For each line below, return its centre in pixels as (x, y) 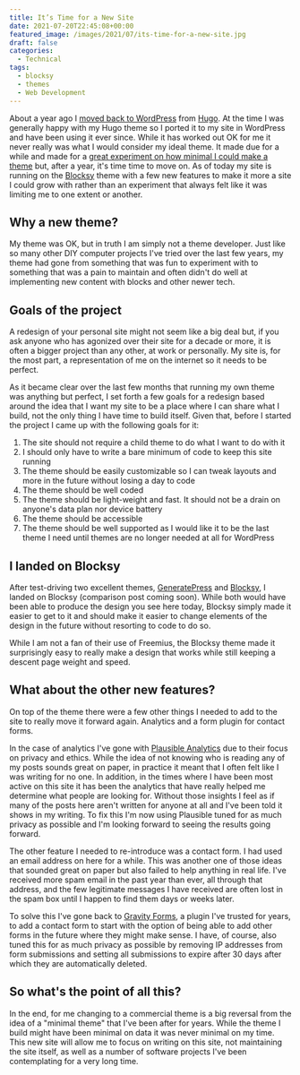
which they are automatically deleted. (78, 963)
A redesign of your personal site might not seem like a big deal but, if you (144, 331)
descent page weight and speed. (70, 662)
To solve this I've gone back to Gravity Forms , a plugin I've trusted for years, (150, 916)
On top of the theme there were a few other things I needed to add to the (143, 711)
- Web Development (52, 92)
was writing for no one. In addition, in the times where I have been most (141, 777)
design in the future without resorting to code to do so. (110, 625)
